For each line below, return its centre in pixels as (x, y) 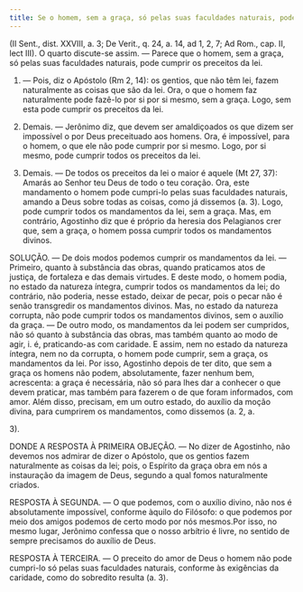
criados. (25, 484)
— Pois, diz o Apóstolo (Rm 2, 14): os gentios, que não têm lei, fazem (151, 80)
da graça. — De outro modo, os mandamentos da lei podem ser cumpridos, (150, 324)
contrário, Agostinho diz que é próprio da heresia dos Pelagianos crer (152, 221)
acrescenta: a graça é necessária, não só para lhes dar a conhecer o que (145, 382)
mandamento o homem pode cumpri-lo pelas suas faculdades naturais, (155, 192)
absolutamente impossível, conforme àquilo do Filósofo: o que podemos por (151, 512)
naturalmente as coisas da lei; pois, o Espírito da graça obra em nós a (138, 465)
